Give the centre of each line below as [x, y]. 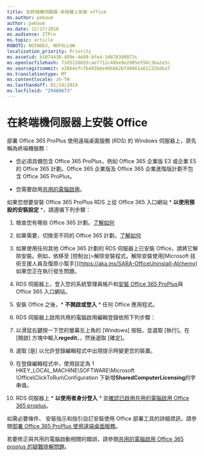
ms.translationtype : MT [37, 74]
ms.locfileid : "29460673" [39, 91]
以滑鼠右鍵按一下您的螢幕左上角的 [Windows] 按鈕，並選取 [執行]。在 [103, 330]
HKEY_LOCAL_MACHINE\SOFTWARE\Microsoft [75, 370]
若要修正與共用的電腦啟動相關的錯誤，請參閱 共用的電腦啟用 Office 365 [95, 439]
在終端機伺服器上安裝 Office [77, 123]
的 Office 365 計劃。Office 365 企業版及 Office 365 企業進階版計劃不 [102, 169]
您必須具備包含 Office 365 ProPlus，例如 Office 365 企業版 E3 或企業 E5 [106, 161]
